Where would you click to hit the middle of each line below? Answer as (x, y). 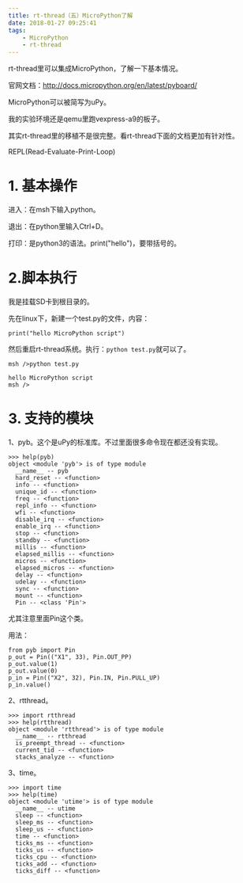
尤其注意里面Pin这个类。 (48, 618)
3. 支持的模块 (51, 419)
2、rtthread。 (30, 700)
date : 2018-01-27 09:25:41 (52, 23)
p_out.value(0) (33, 671)
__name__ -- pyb (42, 471)
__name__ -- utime (46, 809)
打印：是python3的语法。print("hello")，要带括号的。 (95, 243)
